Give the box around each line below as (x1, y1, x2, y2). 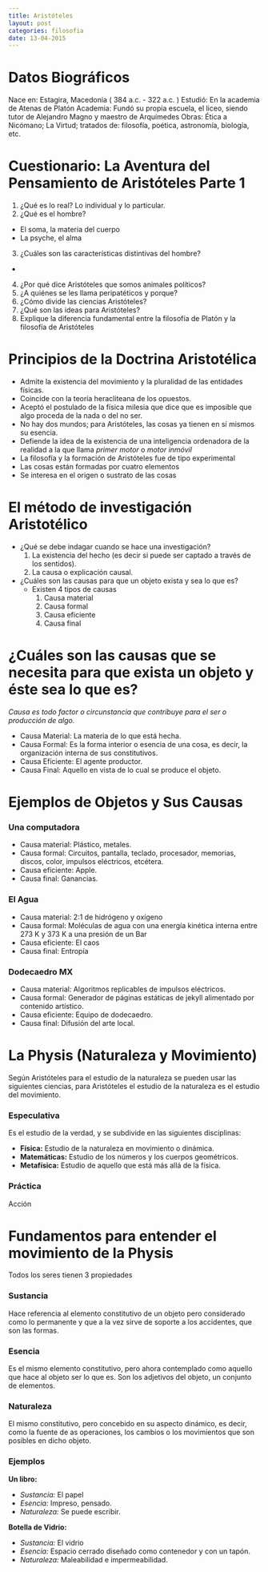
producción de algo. (8, 715, 75, 725)
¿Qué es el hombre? (19, 209, 86, 219)
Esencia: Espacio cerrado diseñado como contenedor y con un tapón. (19, 1546, 250, 1556)
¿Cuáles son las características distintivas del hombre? (19, 249, 202, 259)
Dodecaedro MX (8, 966, 74, 977)
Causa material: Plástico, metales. (19, 840, 132, 850)
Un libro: (8, 1474, 38, 1484)
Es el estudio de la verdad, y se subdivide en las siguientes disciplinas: (8, 1128, 242, 1138)
